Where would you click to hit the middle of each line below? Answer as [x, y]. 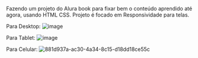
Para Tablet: [21, 38]
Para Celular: [22, 49]
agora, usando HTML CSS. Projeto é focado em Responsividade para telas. [98, 15]
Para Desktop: [23, 26]
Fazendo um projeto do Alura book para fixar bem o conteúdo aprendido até [99, 9]
